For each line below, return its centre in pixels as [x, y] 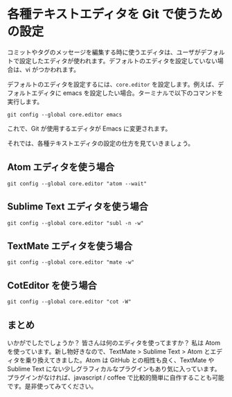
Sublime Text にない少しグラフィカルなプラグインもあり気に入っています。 [114, 369]
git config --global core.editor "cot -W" [69, 302]
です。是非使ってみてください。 [52, 386]
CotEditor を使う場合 [52, 285]
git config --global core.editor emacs [65, 115]
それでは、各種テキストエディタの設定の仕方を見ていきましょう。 [101, 143]
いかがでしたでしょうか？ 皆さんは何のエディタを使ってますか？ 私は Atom [114, 343]
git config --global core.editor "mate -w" [71, 262]
